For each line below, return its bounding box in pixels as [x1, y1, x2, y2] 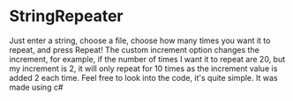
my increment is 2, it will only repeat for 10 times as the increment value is [9, 63, 278, 74]
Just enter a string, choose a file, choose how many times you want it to [9, 35, 271, 46]
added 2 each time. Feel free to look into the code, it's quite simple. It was [9, 72, 278, 83]
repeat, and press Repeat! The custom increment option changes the [9, 44, 260, 54]
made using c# [9, 82, 64, 92]
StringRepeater [9, 6, 124, 26]
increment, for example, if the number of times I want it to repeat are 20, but [9, 54, 286, 64]
